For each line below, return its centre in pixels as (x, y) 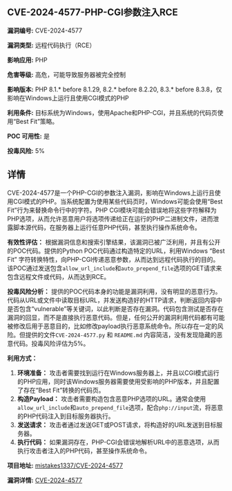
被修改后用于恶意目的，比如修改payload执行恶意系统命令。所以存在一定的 (112, 326)
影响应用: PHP (27, 60)
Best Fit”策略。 (37, 121)
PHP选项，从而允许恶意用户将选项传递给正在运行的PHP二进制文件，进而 (110, 218)
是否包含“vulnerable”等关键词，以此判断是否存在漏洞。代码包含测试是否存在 (116, 309)
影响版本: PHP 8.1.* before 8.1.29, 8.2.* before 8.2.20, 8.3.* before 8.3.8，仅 (115, 89)
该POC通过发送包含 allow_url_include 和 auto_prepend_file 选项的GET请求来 (115, 268)
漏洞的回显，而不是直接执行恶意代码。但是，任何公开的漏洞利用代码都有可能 (116, 317)
